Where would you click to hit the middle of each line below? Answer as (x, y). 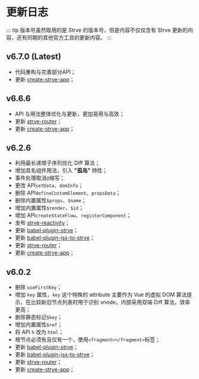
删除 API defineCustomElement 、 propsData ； (68, 193)
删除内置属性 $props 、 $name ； (50, 201)
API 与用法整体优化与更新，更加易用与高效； (70, 114)
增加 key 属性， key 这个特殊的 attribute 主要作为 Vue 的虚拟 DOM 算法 (101, 295)
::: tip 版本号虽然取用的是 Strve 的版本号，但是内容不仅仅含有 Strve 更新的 (97, 30)
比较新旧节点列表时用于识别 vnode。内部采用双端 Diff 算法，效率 (111, 302)
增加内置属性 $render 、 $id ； (49, 208)
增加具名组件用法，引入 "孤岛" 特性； (61, 171)
